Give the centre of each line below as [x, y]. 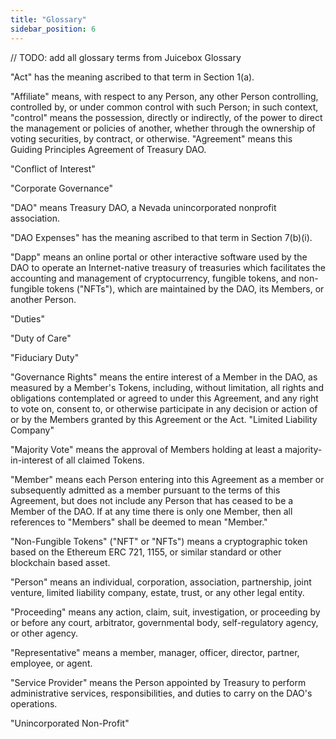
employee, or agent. [51, 663]
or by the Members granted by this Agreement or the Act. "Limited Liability [164, 419]
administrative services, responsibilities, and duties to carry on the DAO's [161, 693]
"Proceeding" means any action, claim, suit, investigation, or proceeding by [165, 612]
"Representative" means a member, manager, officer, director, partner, [155, 652]
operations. [34, 703]
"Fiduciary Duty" [45, 357]
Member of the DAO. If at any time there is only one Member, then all [151, 511]
